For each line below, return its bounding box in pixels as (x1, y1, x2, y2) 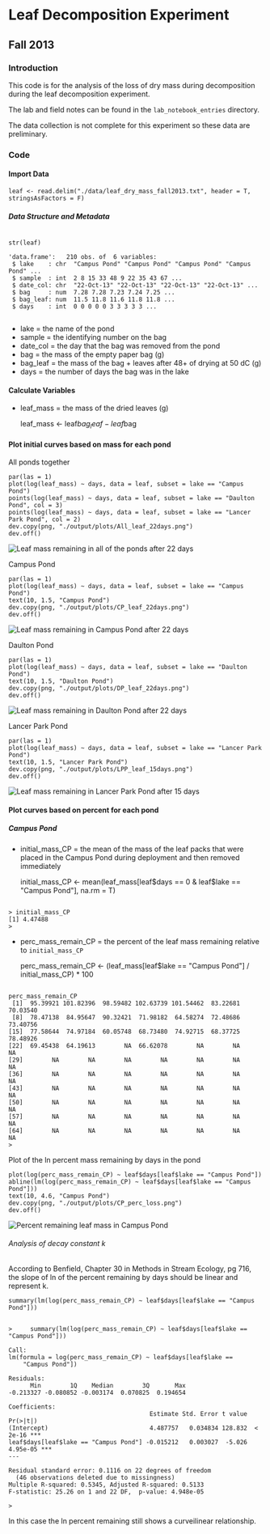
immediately (19, 861, 61, 871)
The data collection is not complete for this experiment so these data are (8, 120, 251, 130)
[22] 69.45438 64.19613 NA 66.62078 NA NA (8, 1041, 241, 1049)
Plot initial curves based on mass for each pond (8, 439, 171, 449)
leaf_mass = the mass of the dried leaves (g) (19, 403, 169, 413)
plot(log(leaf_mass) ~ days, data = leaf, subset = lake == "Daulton (8, 663, 248, 672)
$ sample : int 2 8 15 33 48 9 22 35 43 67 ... (11, 273, 183, 282)
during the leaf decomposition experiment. (8, 89, 151, 99)
